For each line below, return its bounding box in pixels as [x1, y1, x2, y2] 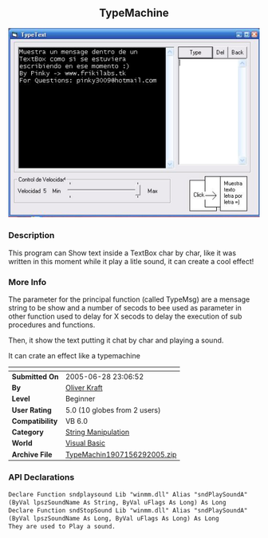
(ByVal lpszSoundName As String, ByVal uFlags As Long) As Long [8, 499, 227, 507]
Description [8, 230, 55, 241]
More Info [8, 276, 47, 287]
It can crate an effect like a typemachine [8, 351, 141, 361]
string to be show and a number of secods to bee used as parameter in [8, 303, 242, 313]
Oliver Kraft [65, 383, 103, 393]
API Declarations [8, 472, 75, 482]
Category [11, 427, 44, 437]
